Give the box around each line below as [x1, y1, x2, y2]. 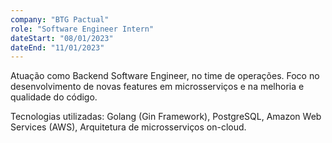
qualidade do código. [10, 91, 98, 103]
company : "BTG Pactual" [10, 14, 110, 25]
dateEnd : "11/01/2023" [10, 42, 105, 53]
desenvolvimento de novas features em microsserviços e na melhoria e [10, 81, 305, 93]
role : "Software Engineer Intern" [10, 24, 155, 34]
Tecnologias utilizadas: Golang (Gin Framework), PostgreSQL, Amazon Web [10, 111, 322, 123]
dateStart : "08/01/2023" [10, 33, 114, 43]
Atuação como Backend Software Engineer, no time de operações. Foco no [10, 70, 320, 82]
